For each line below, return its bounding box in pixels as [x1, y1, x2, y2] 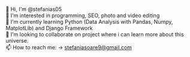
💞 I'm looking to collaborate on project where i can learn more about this [5, 31, 184, 38]
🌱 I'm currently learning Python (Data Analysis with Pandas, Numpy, [5, 18, 173, 25]
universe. [5, 37, 29, 44]
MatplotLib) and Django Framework [5, 24, 93, 31]
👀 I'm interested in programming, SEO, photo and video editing [5, 12, 160, 19]
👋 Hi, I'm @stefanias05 [5, 6, 62, 12]
